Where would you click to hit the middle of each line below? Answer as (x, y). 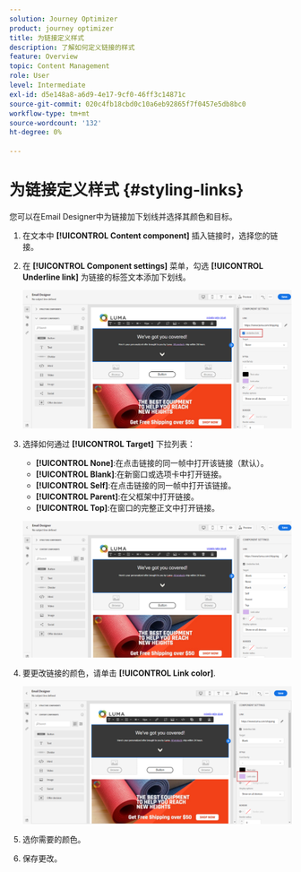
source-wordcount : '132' (56, 123)
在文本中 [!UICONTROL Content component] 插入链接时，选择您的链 (150, 235)
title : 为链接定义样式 (47, 38)
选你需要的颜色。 (54, 839)
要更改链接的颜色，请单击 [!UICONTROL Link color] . (119, 673)
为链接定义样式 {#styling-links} (127, 190)
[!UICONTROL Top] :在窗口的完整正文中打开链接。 (127, 508)
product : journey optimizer (62, 28)
